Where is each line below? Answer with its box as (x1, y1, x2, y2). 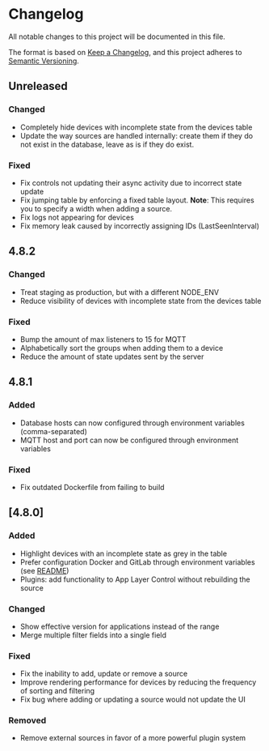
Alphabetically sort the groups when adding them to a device (19, 343, 224, 352)
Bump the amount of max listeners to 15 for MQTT (19, 334, 187, 344)
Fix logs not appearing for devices (19, 212, 135, 222)
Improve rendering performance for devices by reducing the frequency (19, 677, 257, 687)
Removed (8, 715, 47, 726)
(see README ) (19, 565, 69, 575)
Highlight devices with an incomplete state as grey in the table (19, 548, 228, 558)
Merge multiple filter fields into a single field (19, 629, 167, 640)
